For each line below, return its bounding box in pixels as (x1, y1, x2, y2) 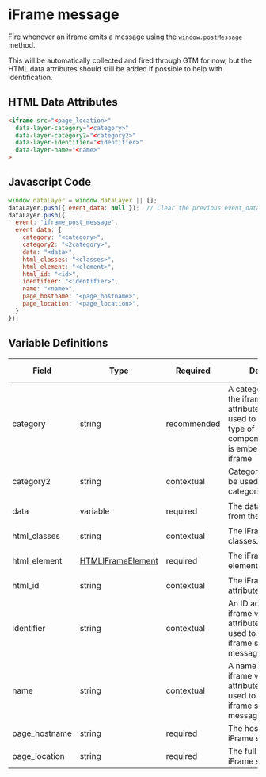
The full (228, 745, 256, 756)
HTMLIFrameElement (79, 555, 158, 566)
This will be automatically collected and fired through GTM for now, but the (8, 56, 252, 65)
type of (228, 423, 255, 434)
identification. (8, 72, 53, 82)
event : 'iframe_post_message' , (15, 218, 119, 227)
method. (8, 40, 36, 49)
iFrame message (8, 6, 120, 24)
